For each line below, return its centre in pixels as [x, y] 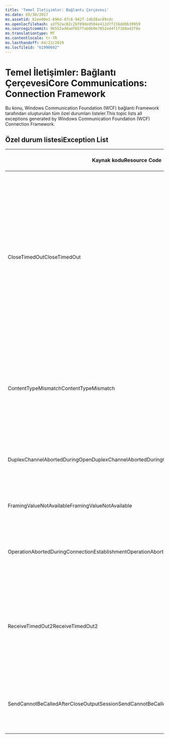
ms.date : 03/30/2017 [27, 15]
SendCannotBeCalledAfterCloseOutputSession [63, 704]
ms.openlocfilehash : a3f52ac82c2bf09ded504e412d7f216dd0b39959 [73, 24]
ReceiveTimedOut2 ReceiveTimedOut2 [53, 626]
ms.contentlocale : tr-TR [31, 38]
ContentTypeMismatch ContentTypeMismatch [61, 388]
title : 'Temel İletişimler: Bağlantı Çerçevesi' [57, 10]
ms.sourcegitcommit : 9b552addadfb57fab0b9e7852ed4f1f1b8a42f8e [73, 29]
